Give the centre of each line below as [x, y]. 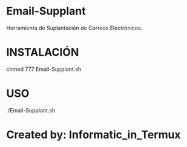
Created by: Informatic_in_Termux [93, 135]
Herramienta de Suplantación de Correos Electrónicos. [74, 28]
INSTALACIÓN [43, 52]
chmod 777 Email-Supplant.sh [44, 69]
